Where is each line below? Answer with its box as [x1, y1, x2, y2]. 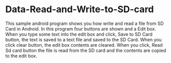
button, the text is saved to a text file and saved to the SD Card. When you [5, 37, 162, 43]
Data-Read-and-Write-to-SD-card [5, 4, 154, 15]
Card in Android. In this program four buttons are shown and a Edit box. [5, 25, 157, 31]
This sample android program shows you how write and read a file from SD [5, 20, 164, 26]
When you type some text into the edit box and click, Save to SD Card [5, 31, 153, 37]
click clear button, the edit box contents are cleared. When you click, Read [5, 42, 163, 48]
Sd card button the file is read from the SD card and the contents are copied [5, 47, 166, 53]
